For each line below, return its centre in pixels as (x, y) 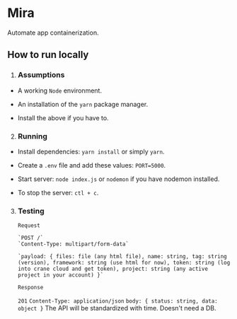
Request (29, 226)
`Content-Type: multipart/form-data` (73, 244)
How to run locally (48, 55)
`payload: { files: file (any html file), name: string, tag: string (122, 257)
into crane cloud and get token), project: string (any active (113, 269)
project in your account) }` (60, 275)
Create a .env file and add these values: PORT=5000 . (92, 165)
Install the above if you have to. (63, 117)
